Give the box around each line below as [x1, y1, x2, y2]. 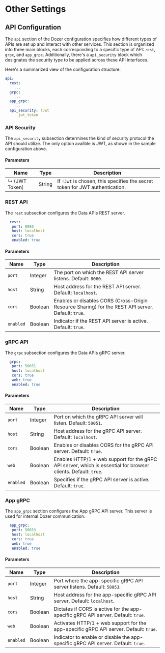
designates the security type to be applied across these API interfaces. [5, 57, 149, 62]
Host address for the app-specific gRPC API [54, 591, 156, 598]
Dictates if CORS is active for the [54, 605, 129, 612]
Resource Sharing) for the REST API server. [54, 303, 154, 310]
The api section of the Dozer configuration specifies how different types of [5, 36, 157, 42]
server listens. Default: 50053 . [54, 583, 121, 590]
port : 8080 [11, 224, 34, 229]
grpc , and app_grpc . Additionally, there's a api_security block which [5, 52, 142, 58]
